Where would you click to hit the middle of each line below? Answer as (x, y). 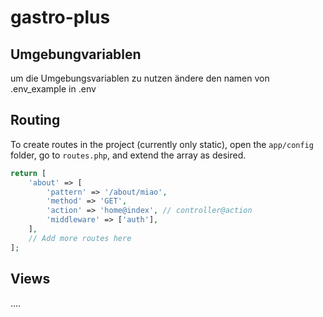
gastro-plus (60, 17)
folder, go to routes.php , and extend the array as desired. (128, 155)
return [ (28, 173)
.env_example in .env (53, 89)
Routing (35, 120)
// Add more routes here (80, 238)
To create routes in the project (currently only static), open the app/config (162, 144)
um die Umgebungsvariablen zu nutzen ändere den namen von (140, 78)
